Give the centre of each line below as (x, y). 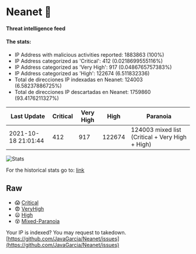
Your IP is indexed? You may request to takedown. (66, 232)
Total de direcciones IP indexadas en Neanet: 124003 (78, 79)
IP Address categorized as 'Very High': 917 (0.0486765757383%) (93, 67)
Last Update (28, 116)
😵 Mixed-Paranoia (37, 221)
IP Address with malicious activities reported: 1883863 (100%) (89, 54)
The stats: (19, 42)
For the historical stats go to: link (45, 170)
